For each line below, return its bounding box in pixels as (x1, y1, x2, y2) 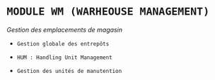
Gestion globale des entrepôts (16, 40, 110, 47)
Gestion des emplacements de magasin (6, 25, 123, 34)
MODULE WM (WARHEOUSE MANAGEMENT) (6, 5, 210, 18)
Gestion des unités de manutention (16, 67, 122, 74)
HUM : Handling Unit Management (16, 54, 112, 61)
